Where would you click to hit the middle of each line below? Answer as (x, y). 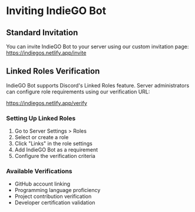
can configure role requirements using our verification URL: (78, 92)
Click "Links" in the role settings (53, 144)
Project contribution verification (53, 196)
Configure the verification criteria (55, 156)
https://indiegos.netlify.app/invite (46, 53)
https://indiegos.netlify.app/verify (47, 103)
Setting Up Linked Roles (41, 118)
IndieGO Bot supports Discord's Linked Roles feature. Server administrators (98, 85)
